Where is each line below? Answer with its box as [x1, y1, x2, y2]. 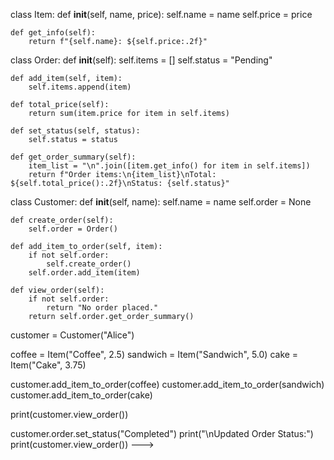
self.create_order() [46, 259, 132, 269]
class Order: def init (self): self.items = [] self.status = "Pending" [10, 54, 273, 66]
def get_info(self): [10, 28, 97, 38]
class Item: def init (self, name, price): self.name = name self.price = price [10, 9, 313, 20]
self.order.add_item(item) [28, 268, 141, 278]
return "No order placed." [46, 303, 159, 313]
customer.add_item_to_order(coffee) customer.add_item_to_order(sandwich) [10, 379, 325, 390]
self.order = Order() [28, 224, 118, 234]
